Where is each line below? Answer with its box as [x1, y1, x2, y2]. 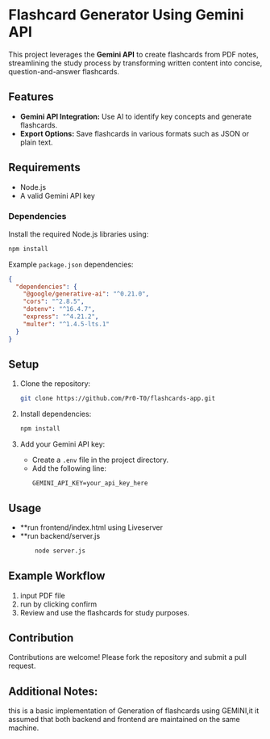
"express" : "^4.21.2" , [23, 313, 99, 321]
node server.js [35, 547, 86, 555]
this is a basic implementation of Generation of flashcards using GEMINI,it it [8, 706, 260, 716]
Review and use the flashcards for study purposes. [19, 607, 189, 617]
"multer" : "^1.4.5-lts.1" [23, 320, 110, 328]
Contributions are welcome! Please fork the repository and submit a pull [8, 653, 247, 662]
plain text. [19, 137, 54, 147]
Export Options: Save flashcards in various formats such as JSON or [19, 128, 250, 138]
